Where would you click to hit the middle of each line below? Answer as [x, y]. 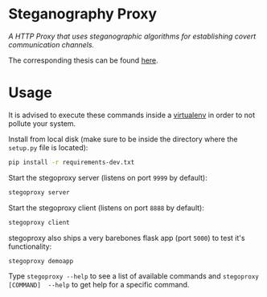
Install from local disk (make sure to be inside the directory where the [123, 139]
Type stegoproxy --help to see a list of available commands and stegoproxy [133, 276]
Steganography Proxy [83, 14]
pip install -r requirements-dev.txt [72, 162]
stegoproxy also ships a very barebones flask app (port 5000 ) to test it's [127, 238]
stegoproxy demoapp [41, 261]
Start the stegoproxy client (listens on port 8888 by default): [107, 207]
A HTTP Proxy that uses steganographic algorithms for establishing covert [132, 36]
